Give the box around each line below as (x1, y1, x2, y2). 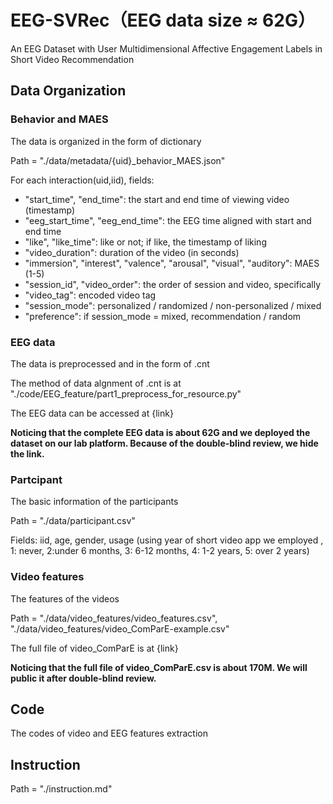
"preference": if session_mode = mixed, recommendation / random (24, 310, 302, 322)
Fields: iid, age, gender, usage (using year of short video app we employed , (10, 534, 324, 546)
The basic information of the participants (10, 496, 179, 508)
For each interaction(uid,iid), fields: (10, 174, 155, 186)
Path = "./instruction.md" (10, 783, 113, 795)
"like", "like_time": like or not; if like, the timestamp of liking (24, 236, 267, 248)
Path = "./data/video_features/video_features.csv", (10, 612, 218, 624)
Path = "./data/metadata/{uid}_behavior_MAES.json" (10, 154, 226, 166)
